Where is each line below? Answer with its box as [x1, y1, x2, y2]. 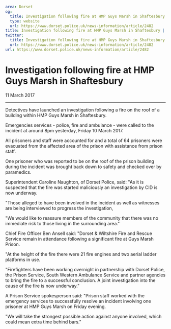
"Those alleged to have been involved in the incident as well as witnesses [5, 199, 160, 206]
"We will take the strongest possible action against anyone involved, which [5, 313, 162, 319]
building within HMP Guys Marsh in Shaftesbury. [5, 112, 107, 118]
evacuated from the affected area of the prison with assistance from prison [5, 143, 163, 149]
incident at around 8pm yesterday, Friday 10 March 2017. [5, 127, 124, 133]
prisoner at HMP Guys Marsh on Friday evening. [5, 303, 106, 310]
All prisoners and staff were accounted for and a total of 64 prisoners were [5, 137, 162, 144]
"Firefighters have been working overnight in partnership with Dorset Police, [5, 266, 165, 272]
